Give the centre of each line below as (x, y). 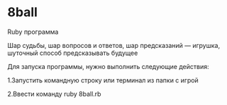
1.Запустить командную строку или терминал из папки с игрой (103, 80)
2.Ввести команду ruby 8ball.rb (54, 94)
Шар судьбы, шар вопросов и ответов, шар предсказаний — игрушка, (114, 45)
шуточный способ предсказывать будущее (73, 53)
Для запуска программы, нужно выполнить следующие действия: (108, 66)
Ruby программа (33, 32)
